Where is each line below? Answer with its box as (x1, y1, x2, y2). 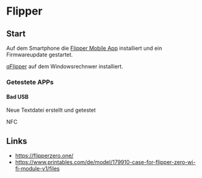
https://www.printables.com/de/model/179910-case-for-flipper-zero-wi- (15, 158, 196, 165)
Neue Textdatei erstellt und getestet (6, 106, 96, 114)
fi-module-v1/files (15, 165, 60, 172)
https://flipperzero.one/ (15, 152, 74, 159)
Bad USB (6, 93, 29, 100)
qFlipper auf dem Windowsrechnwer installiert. (6, 63, 123, 70)
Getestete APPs (6, 78, 54, 86)
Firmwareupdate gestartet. (6, 51, 73, 58)
